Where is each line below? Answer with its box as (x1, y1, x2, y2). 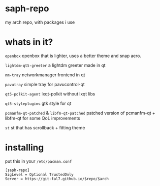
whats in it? (5, 36, 53, 48)
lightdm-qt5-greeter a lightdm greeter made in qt (5, 62, 106, 68)
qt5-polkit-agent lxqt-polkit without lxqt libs (5, 91, 95, 96)
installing (5, 142, 44, 153)
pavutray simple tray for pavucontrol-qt (5, 81, 85, 87)
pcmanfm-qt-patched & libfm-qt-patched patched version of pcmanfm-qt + (5, 110, 156, 116)
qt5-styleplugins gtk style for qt (5, 100, 71, 106)
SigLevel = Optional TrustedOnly (5, 172, 74, 177)
